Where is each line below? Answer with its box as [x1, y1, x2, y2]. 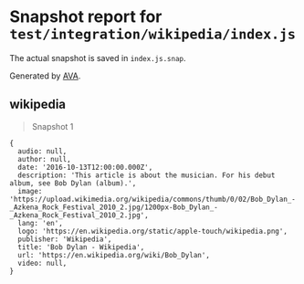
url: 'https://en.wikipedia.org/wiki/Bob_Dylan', [17, 250, 210, 259]
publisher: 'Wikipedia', [17, 235, 112, 244]
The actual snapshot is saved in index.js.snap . [9, 52, 186, 63]
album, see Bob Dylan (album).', [9, 178, 137, 188]
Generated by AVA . [9, 70, 81, 81]
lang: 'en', [17, 218, 64, 227]
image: [17, 186, 43, 195]
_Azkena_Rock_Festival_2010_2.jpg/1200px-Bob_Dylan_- [9, 203, 219, 212]
